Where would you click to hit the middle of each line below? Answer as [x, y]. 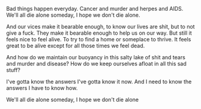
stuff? [13, 70]
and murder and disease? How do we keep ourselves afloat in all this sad [97, 63]
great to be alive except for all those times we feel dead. [76, 46]
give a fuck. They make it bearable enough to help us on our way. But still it [99, 33]
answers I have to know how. [42, 88]
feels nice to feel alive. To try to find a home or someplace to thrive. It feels [99, 39]
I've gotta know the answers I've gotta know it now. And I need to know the [99, 81]
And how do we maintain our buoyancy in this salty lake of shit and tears [96, 57]
